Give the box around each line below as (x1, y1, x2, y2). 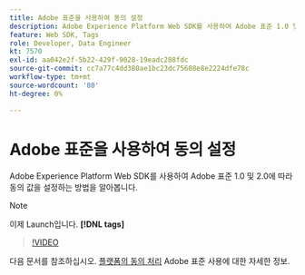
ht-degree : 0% (9, 89, 64, 98)
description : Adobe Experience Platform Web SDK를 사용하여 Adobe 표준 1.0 (9, 22, 289, 31)
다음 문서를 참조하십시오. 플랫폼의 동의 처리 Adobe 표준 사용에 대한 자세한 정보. (9, 256, 290, 267)
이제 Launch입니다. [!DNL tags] (9, 219, 125, 230)
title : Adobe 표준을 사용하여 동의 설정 (9, 13, 143, 23)
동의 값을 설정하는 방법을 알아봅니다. (9, 182, 138, 193)
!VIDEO (31, 237, 59, 248)
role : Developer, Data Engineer (9, 38, 132, 48)
